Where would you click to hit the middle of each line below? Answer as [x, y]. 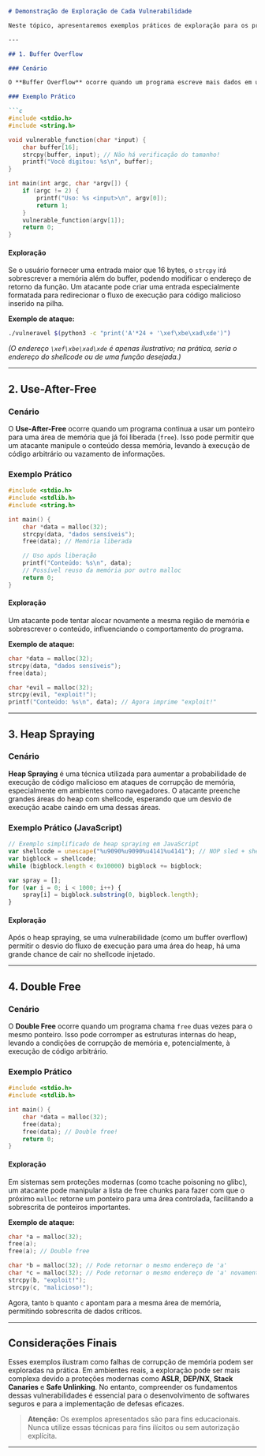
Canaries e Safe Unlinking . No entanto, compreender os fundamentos [123, 1387]
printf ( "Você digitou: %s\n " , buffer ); [88, 162]
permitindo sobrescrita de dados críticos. [75, 1311]
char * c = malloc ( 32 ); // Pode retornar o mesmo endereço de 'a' [118, 1273]
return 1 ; [52, 205]
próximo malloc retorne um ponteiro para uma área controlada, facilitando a [131, 1198]
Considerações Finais [63, 1344]
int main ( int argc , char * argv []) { [68, 184]
